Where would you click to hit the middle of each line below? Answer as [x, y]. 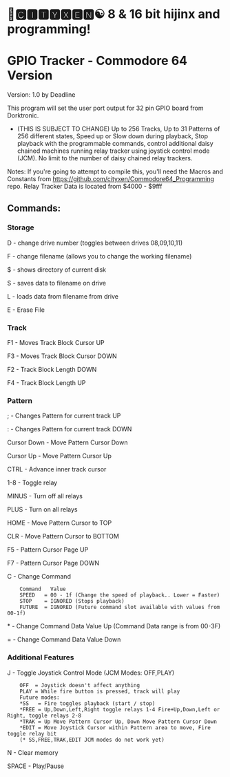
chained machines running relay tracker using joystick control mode [113, 151]
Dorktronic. [23, 115]
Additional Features [41, 657]
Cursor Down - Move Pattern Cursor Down [67, 442]
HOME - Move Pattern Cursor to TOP [60, 523]
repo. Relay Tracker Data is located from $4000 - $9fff [85, 187]
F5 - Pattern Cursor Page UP [48, 550]
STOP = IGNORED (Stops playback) [72, 601]
